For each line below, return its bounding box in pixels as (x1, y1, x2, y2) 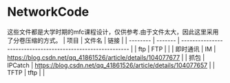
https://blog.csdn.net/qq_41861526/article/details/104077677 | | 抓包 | (7, 53, 205, 62)
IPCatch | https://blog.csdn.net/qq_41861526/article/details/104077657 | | (7, 61, 216, 69)
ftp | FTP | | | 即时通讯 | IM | (138, 45, 216, 53)
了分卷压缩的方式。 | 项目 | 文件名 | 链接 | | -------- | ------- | (7, 36, 180, 45)
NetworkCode (7, 4, 90, 20)
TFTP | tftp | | (7, 68, 45, 76)
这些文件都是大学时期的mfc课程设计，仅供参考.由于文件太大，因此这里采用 (7, 27, 219, 36)
